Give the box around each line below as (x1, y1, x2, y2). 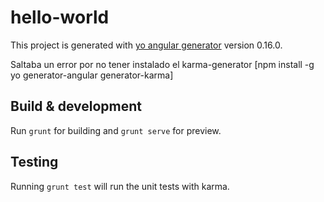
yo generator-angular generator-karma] (10, 69, 174, 81)
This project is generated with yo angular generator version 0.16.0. (10, 39, 283, 51)
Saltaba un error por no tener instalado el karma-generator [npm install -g (10, 58, 315, 70)
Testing (10, 154, 59, 171)
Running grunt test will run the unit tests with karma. (10, 180, 230, 192)
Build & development (10, 98, 142, 115)
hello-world (10, 6, 110, 29)
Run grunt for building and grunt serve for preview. (10, 124, 222, 136)
